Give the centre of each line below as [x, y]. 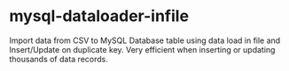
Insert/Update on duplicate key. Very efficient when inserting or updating [142, 49]
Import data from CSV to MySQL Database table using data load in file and [145, 40]
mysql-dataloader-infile [99, 16]
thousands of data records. [59, 59]
